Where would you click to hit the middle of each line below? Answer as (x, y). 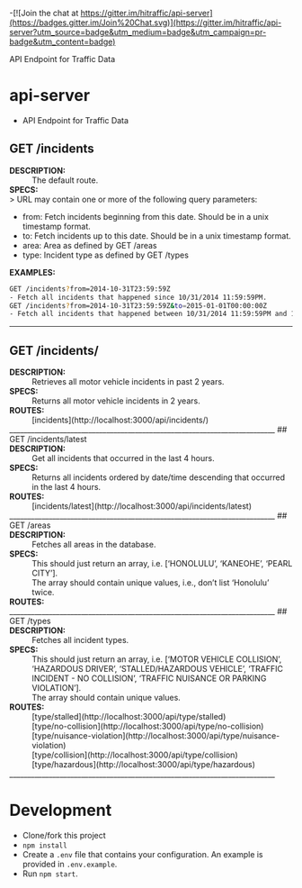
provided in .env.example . (70, 864)
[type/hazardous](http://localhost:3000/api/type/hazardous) (144, 765)
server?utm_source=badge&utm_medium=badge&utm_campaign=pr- (138, 32)
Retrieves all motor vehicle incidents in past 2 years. (128, 382)
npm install (44, 846)
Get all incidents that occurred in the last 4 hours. (123, 458)
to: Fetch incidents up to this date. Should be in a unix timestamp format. (156, 236)
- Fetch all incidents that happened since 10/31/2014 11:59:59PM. (138, 297)
